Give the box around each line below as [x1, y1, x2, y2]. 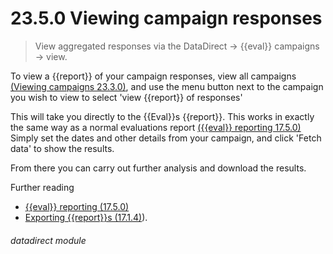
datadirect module [10, 234, 87, 246]
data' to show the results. [10, 142, 115, 154]
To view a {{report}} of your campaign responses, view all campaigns [10, 70, 297, 82]
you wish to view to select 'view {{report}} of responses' [10, 91, 243, 103]
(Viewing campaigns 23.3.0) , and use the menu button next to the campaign [10, 80, 324, 92]
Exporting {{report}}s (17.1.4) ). [24, 211, 148, 223]
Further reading [10, 181, 75, 193]
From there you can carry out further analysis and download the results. [10, 162, 307, 174]
